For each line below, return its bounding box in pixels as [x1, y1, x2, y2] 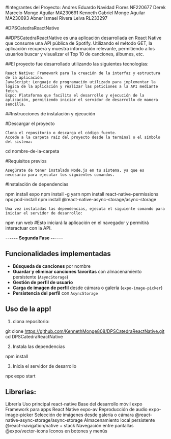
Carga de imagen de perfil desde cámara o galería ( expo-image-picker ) [12, 285, 163, 291]
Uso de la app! [5, 305, 52, 313]
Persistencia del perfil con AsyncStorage [12, 290, 98, 296]
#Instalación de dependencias [5, 181, 69, 187]
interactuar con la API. [5, 225, 52, 231]
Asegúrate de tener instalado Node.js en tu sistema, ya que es [5, 168, 145, 173]
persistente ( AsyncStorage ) [12, 274, 69, 280]
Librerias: [5, 388, 37, 396]
